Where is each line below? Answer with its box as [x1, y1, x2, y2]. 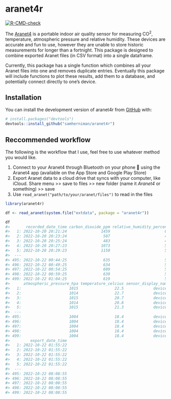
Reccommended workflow [5, 136, 91, 144]
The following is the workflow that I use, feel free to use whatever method [5, 149, 160, 155]
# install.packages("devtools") [5, 117, 74, 122]
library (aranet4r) [5, 201, 44, 206]
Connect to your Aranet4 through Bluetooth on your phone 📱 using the [12, 164, 160, 170]
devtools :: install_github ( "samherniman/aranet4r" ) [5, 121, 115, 126]
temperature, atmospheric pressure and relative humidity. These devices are [5, 36, 166, 42]
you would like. [5, 154, 37, 161]
